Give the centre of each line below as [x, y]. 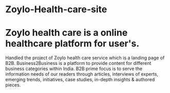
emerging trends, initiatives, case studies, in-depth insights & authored [80, 80]
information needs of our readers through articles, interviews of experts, [82, 74]
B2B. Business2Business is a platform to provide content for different [78, 63]
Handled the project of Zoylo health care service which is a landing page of [85, 58]
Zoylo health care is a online [67, 33]
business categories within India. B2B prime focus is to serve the [74, 69]
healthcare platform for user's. [72, 44]
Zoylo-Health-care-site [56, 9]
